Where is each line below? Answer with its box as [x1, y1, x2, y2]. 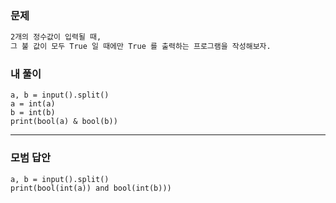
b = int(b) [10, 108, 56, 118]
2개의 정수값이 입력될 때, [10, 32, 102, 42]
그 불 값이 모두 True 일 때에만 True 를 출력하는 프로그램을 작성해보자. [10, 42, 272, 52]
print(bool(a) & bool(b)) [10, 117, 118, 127]
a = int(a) [10, 99, 56, 109]
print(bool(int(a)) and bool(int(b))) [10, 183, 172, 193]
